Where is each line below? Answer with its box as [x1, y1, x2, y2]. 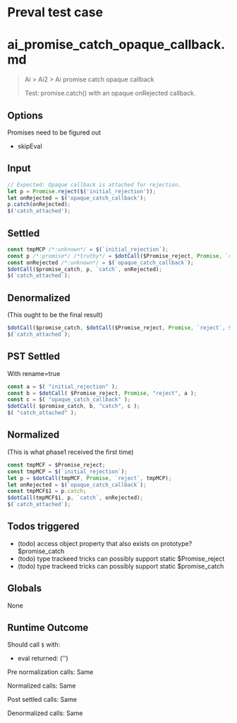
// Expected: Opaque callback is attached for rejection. [7, 181, 181, 188]
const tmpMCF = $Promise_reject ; [7, 461, 106, 468]
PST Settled [7, 351, 61, 363]
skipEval [17, 142, 42, 150]
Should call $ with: [7, 640, 61, 649]
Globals [7, 582, 42, 595]
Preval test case [7, 4, 104, 21]
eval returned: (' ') [17, 654, 68, 663]
